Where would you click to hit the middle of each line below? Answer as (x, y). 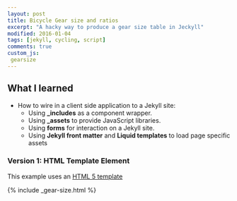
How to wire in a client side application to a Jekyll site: (96, 105)
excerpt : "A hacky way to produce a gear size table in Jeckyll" (105, 27)
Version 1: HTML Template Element (69, 161)
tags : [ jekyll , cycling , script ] (57, 40)
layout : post (27, 14)
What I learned (40, 89)
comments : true (30, 47)
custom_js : (23, 54)
